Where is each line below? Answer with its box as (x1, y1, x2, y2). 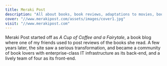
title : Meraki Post (5, 7, 46, 12)
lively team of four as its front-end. (5, 55, 76, 62)
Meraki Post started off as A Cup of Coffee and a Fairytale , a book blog (5, 34, 152, 40)
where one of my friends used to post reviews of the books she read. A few (5, 40, 160, 46)
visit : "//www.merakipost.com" (5, 21, 70, 26)
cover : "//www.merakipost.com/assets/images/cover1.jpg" (5, 16, 126, 21)
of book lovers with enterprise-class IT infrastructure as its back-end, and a (5, 50, 160, 56)
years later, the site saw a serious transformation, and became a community (5, 45, 161, 51)
